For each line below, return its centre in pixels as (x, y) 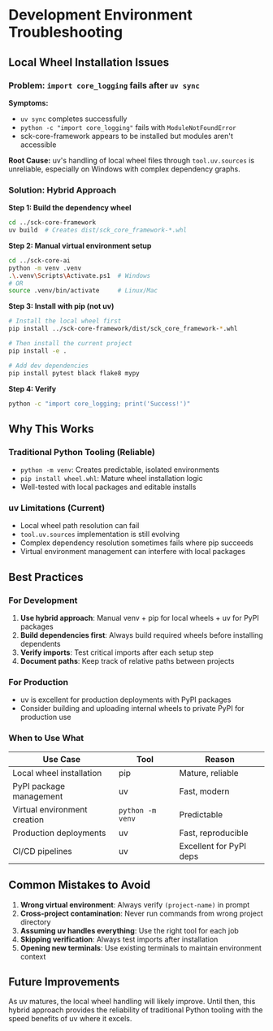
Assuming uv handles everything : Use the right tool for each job (130, 930)
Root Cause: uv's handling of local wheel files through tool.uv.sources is (131, 160)
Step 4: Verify (32, 388)
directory (35, 922)
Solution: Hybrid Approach (62, 190)
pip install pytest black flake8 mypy (74, 373)
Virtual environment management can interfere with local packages (133, 552)
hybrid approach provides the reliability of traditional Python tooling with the (136, 1010)
